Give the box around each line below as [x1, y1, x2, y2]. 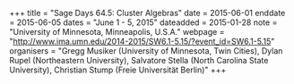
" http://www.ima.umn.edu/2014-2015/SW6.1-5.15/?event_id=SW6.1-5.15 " [9, 36, 275, 46]
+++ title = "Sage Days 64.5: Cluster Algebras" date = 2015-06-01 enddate [9, 8, 286, 18]
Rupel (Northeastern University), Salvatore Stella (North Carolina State [9, 55, 269, 65]
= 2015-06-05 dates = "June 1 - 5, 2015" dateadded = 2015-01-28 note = [9, 17, 278, 28]
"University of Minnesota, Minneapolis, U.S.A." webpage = [9, 27, 225, 37]
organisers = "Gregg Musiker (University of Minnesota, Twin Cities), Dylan [9, 46, 283, 56]
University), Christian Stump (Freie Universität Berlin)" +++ [9, 64, 227, 75]
